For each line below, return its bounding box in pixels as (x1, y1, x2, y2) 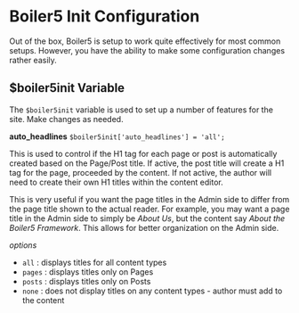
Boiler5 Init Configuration (9, 6, 200, 27)
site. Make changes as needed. (9, 113, 124, 124)
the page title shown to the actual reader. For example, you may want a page (9, 203, 290, 214)
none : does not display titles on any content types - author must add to (21, 285, 283, 296)
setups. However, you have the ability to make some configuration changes (9, 45, 286, 55)
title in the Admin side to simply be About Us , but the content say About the (9, 212, 286, 224)
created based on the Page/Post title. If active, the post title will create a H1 (9, 158, 285, 169)
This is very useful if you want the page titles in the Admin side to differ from (9, 194, 290, 204)
